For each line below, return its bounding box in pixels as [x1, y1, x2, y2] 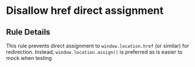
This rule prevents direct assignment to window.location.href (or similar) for [6, 42, 190, 49]
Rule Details [6, 27, 51, 37]
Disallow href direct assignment [6, 4, 163, 17]
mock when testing [6, 55, 53, 61]
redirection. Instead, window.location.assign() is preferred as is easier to [6, 49, 183, 55]
